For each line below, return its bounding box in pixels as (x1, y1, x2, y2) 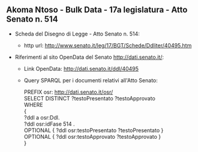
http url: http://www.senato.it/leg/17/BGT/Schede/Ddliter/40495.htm (23, 41, 192, 49)
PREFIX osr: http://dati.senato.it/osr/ (23, 88, 113, 96)
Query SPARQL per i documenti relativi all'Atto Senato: (23, 76, 158, 84)
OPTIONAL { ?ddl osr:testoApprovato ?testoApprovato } (23, 133, 161, 140)
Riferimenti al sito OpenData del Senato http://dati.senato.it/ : (14, 53, 164, 61)
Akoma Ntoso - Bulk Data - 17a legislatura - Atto (6, 5, 188, 15)
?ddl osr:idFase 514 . (23, 120, 75, 127)
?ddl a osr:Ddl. (23, 114, 60, 121)
